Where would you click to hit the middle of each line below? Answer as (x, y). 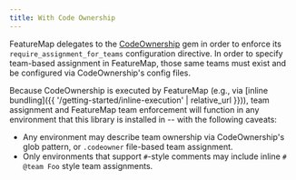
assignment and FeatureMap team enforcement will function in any (134, 109)
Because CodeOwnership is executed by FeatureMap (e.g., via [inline (139, 90)
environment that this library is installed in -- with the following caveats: (143, 119)
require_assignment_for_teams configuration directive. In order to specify (146, 53)
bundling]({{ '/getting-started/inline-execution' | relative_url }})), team (139, 100)
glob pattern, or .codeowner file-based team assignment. (128, 146)
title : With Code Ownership (63, 18)
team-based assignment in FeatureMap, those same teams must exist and (148, 63)
